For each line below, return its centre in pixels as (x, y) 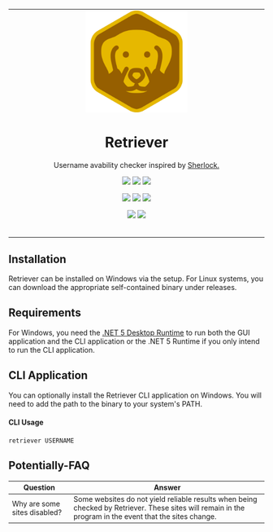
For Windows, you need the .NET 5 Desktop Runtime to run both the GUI (129, 332)
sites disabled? (37, 512)
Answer (167, 488)
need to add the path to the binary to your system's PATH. (106, 403)
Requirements (45, 313)
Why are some (36, 503)
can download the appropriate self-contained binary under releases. (123, 287)
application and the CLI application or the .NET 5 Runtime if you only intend (134, 341)
